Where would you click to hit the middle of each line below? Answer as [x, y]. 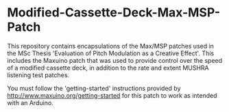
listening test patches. [38, 75]
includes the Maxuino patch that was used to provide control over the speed [115, 60]
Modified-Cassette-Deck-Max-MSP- [114, 13]
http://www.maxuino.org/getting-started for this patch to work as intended [112, 95]
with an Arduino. [30, 102]
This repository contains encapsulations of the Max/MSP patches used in [111, 46]
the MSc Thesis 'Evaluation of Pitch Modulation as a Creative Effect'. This [111, 53]
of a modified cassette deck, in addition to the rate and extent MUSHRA [108, 68]
